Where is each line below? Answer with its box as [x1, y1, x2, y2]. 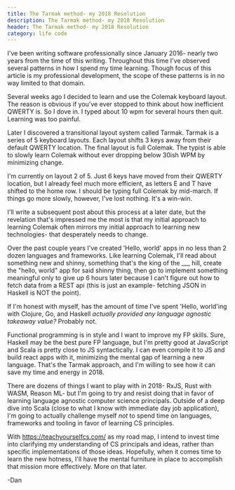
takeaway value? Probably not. [7, 317, 97, 326]
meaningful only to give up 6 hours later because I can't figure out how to [7, 274, 220, 282]
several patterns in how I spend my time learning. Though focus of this [7, 64, 212, 72]
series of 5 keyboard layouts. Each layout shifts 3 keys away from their [7, 136, 212, 145]
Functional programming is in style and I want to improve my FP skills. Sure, [7, 331, 226, 339]
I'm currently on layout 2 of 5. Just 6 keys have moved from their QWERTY [7, 172, 223, 180]
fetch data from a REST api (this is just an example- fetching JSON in [7, 282, 206, 290]
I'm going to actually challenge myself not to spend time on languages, [7, 411, 212, 420]
